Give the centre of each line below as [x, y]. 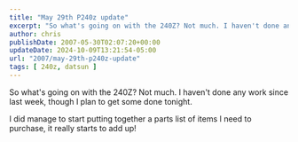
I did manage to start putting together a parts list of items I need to [130, 118]
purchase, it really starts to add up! [73, 128]
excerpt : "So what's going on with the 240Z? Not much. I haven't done [144, 26]
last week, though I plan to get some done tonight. [101, 101]
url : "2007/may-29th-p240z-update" [75, 59]
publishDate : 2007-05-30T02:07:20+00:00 [85, 42]
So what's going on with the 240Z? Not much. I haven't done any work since [149, 92]
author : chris [35, 34]
